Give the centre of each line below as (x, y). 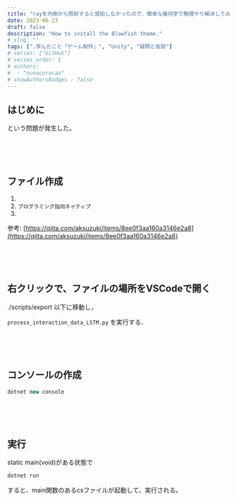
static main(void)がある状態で (50, 462)
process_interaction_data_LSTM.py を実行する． (78, 322)
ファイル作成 (35, 181)
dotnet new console (36, 392)
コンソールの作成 (44, 375)
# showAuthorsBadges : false (50, 79)
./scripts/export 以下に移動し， (52, 307)
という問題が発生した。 (41, 128)
